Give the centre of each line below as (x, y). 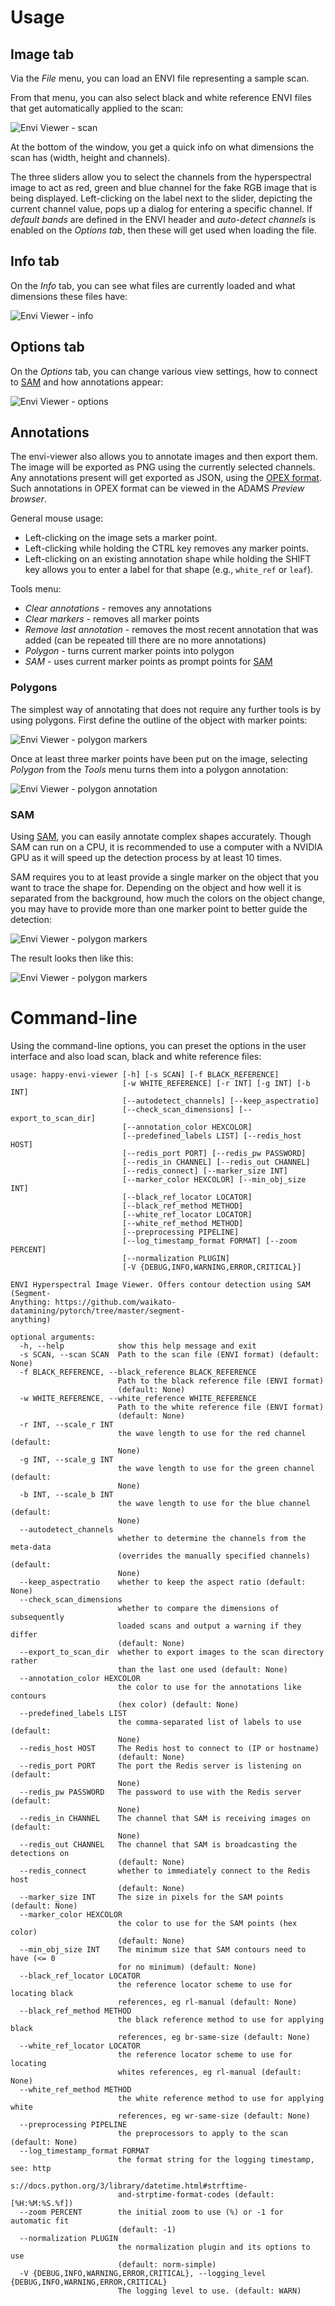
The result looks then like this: (72, 958)
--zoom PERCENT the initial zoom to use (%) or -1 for (151, 2212)
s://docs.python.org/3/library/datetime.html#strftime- (129, 2186)
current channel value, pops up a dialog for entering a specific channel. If (161, 209)
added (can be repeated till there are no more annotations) (145, 640)
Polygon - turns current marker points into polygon (129, 651)
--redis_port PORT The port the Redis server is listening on (160, 1766)
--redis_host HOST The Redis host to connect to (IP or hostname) (169, 1748)
